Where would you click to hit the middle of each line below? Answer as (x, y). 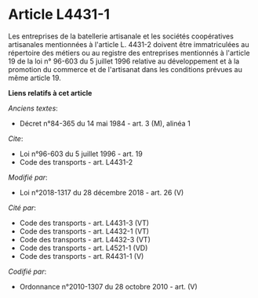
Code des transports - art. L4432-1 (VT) (84, 231)
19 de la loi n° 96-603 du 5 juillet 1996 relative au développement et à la (124, 61)
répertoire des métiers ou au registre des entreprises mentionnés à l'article (129, 53)
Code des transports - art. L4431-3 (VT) (84, 223)
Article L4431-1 (59, 15)
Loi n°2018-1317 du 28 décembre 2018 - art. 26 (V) (102, 192)
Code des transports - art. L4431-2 (76, 162)
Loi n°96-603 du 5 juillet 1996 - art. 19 (81, 154)
